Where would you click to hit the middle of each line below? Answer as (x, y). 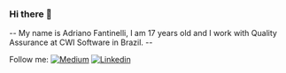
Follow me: (29, 60)
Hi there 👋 (31, 14)
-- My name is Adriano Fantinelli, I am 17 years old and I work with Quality (143, 33)
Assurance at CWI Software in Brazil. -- (81, 42)
